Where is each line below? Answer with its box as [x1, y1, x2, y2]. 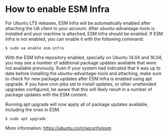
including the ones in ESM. [5, 106, 60, 112]
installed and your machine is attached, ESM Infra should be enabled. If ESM [5, 30, 163, 36]
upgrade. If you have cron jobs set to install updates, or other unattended [5, 81, 156, 87]
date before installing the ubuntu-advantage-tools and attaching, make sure [5, 70, 162, 76]
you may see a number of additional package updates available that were [5, 59, 156, 65]
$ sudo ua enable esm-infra [5, 45, 64, 50]
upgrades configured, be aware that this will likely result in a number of [5, 86, 152, 92]
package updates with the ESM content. [5, 91, 88, 97]
